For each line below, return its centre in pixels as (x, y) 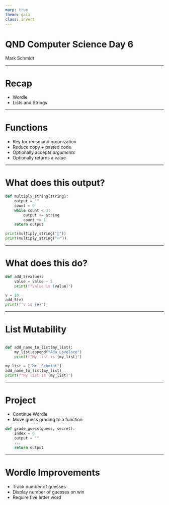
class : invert (20, 19)
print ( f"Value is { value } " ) (44, 286)
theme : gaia (18, 15)
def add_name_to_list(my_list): (39, 348)
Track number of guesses (39, 486)
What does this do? (47, 263)
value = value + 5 (33, 281)
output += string (41, 215)
